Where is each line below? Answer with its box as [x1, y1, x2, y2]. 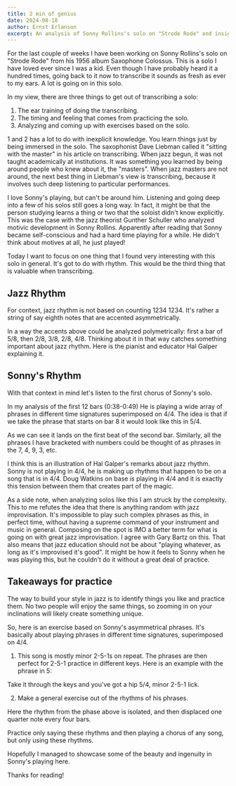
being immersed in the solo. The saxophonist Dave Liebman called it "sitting [7, 142, 227, 151]
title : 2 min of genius [7, 10, 77, 18]
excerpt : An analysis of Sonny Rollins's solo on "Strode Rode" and [7, 30, 212, 37]
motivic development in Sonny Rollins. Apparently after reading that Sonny [7, 223, 223, 232]
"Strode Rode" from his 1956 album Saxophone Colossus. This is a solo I [7, 57, 217, 65]
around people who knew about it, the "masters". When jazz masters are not [7, 165, 228, 173]
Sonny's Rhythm [7, 370, 82, 382]
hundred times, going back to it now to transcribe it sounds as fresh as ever [7, 72, 226, 80]
